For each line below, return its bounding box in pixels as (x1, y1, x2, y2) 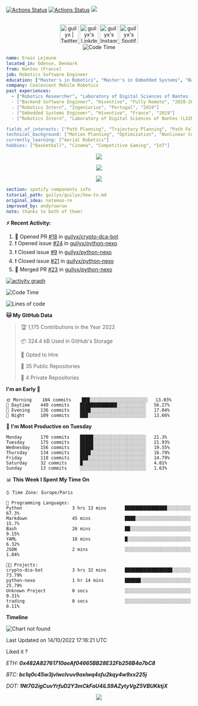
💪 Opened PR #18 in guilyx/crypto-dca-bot (14, 233, 119, 240)
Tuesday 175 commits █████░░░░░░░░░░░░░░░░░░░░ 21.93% (6, 440, 170, 445)
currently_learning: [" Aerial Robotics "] (6, 137, 110, 143)
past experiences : (6, 88, 51, 94)
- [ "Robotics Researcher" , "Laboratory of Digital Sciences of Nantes (11, 93, 189, 100)
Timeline (6, 614, 28, 621)
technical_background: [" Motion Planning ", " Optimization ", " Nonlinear (6, 132, 186, 138)
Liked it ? (6, 648, 28, 655)
